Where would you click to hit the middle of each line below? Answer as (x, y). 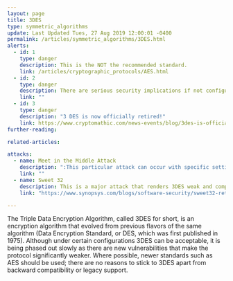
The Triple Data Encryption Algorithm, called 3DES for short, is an (101, 219)
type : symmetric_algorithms (48, 26)
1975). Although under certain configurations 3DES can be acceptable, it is (114, 241)
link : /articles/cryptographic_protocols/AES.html (94, 71)
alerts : (18, 46)
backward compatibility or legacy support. (68, 270)
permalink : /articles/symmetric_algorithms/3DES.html (87, 39)
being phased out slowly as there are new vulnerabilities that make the (108, 248)
